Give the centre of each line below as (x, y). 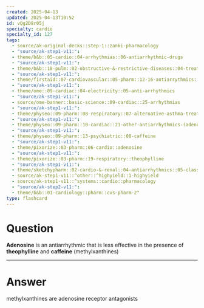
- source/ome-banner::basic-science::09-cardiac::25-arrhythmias (96, 102)
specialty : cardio (29, 29)
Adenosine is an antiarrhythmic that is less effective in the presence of (95, 245)
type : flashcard (27, 198)
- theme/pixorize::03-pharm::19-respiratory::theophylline (88, 159)
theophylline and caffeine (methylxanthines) (63, 252)
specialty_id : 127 (29, 35)
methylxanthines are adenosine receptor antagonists (72, 299)
